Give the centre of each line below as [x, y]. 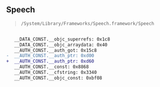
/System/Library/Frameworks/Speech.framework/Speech [87, 23]
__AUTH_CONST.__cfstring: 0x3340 [55, 73]
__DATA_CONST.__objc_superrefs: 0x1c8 [62, 39]
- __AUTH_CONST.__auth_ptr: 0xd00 [50, 56]
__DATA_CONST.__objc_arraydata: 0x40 [61, 45]
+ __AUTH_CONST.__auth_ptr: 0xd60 [50, 61]
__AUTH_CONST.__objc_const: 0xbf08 [58, 78]
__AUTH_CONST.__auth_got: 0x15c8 [55, 50]
